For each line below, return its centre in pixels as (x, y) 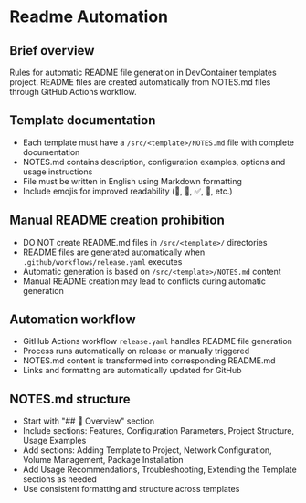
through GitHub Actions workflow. (73, 92)
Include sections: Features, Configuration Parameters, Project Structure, (158, 431)
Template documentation (83, 121)
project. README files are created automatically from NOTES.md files (140, 82)
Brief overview (52, 51)
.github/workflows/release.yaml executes (102, 261)
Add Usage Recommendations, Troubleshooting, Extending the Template (159, 470)
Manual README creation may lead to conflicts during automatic (144, 281)
